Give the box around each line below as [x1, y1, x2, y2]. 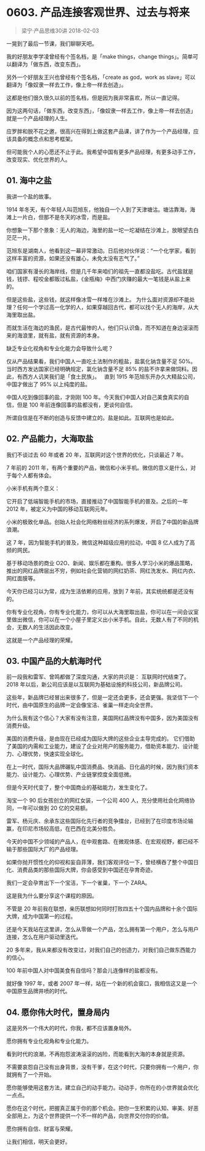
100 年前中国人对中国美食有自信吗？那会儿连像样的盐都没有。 [6, 967, 162, 974]
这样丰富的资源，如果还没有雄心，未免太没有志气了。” [6, 254, 140, 262]
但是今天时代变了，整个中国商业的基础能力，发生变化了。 [6, 784, 151, 791]
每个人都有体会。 [11, 471, 55, 479]
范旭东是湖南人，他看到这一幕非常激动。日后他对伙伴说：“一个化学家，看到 [6, 247, 196, 254]
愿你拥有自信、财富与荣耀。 [6, 1125, 76, 1133]
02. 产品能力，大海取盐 [6, 434, 93, 444]
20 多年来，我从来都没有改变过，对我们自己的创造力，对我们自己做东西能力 [6, 947, 196, 954]
